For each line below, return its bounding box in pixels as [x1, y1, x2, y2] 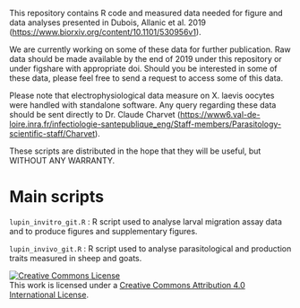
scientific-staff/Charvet [9, 128, 96, 138]
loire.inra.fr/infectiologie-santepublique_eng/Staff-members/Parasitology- [9, 119, 282, 129]
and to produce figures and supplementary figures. [9, 225, 198, 236]
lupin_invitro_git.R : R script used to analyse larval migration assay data [9, 216, 282, 227]
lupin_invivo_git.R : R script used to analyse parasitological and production [9, 242, 292, 254]
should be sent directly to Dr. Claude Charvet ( [9, 110, 181, 119]
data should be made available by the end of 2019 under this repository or [9, 54, 282, 64]
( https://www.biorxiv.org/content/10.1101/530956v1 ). [9, 27, 201, 37]
